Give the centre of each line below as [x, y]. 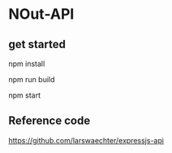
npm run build [32, 79]
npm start [25, 95]
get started [37, 44]
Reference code [49, 121]
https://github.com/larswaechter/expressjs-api [86, 140]
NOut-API [41, 14]
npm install [27, 63]
